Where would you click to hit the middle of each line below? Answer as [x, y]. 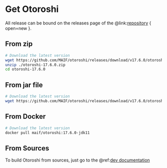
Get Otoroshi [32, 9]
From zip [19, 44]
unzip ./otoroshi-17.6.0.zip [35, 65]
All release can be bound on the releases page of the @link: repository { [78, 23]
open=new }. [18, 28]
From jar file [24, 85]
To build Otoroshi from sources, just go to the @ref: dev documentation [78, 160]
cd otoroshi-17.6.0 [25, 69]
